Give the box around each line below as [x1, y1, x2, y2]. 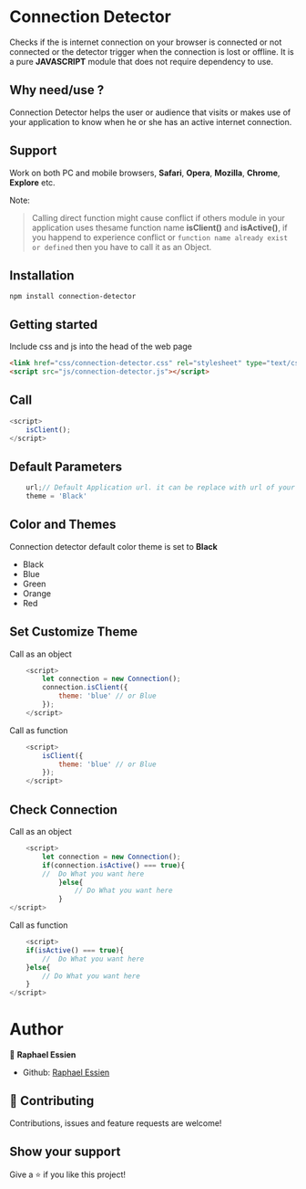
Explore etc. [9, 176, 56, 188]
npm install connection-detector [9, 292, 137, 301]
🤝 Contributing [9, 1093, 95, 1109]
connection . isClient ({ [42, 683, 128, 692]
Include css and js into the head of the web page [9, 341, 193, 352]
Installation [9, 268, 75, 283]
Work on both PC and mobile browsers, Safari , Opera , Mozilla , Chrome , [9, 167, 280, 178]
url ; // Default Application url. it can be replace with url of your [25, 483, 296, 492]
